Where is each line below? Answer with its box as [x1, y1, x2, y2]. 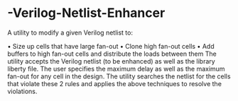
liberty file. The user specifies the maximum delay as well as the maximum [7, 64, 225, 73]
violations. [7, 87, 38, 95]
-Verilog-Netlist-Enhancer [7, 5, 166, 21]
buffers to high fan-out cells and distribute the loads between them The [7, 49, 217, 58]
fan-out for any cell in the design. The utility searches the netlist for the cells [7, 72, 231, 81]
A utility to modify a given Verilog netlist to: [7, 28, 134, 37]
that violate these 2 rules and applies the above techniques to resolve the [7, 79, 222, 88]
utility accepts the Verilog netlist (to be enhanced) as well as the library [7, 57, 215, 65]
